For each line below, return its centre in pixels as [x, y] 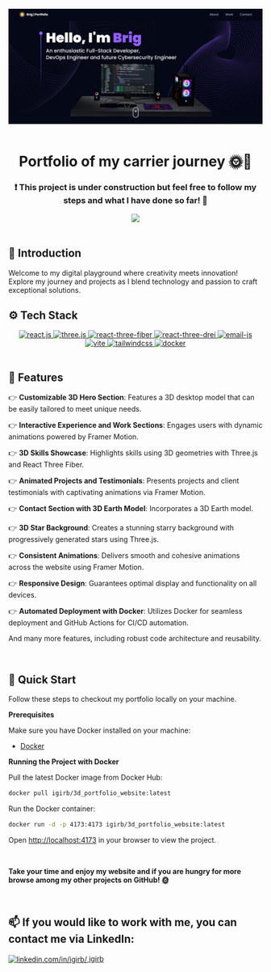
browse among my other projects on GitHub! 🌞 [89, 880]
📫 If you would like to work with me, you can [123, 922]
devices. [23, 595]
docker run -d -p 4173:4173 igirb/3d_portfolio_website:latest [117, 824]
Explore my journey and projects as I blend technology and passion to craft [133, 281]
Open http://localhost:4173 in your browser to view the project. [112, 839]
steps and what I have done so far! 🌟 [135, 201]
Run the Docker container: [52, 809]
